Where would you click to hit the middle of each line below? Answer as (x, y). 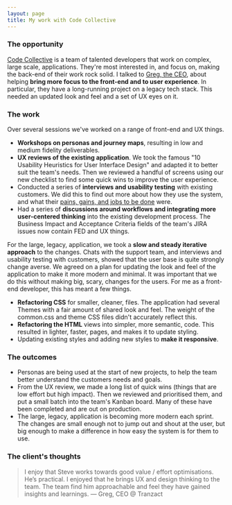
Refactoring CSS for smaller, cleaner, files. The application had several (118, 302)
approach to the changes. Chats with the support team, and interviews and (114, 252)
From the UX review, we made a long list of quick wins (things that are (117, 387)
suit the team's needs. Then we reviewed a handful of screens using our (120, 172)
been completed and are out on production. (79, 409)
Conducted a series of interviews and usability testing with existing (115, 187)
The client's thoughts (44, 456)
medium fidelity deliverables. (59, 151)
